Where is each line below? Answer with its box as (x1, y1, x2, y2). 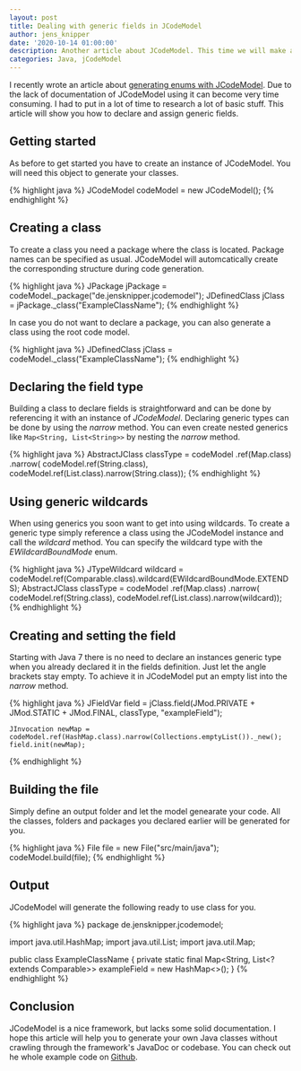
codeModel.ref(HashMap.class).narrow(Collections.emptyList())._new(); (9, 733, 282, 742)
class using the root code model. (9, 327, 131, 337)
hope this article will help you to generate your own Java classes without (9, 1032, 278, 1043)
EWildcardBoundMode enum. (9, 546, 118, 557)
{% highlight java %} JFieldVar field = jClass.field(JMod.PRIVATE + (9, 698, 255, 709)
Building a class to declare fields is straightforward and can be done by (9, 403, 271, 414)
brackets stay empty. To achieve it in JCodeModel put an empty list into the (9, 671, 288, 682)
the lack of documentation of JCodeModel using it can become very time (9, 89, 279, 100)
